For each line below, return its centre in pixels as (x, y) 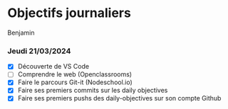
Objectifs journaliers (69, 13)
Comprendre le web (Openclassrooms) (75, 74)
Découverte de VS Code (53, 67)
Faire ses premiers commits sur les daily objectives (93, 91)
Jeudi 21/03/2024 (39, 51)
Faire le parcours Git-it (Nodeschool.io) (75, 82)
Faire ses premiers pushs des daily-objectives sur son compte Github (119, 98)
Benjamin (21, 33)
